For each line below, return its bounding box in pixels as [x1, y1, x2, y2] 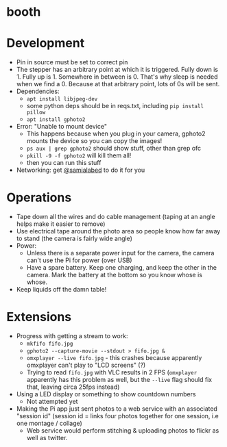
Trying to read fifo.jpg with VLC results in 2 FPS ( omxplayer [26, 368, 198, 376]
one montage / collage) [16, 419, 83, 427]
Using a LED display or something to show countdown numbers [16, 390, 196, 398]
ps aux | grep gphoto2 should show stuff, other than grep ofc [26, 144, 202, 153]
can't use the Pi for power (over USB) [26, 256, 132, 264]
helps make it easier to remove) [16, 220, 106, 228]
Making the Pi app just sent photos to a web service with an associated [16, 405, 217, 413]
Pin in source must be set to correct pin [16, 58, 128, 66]
